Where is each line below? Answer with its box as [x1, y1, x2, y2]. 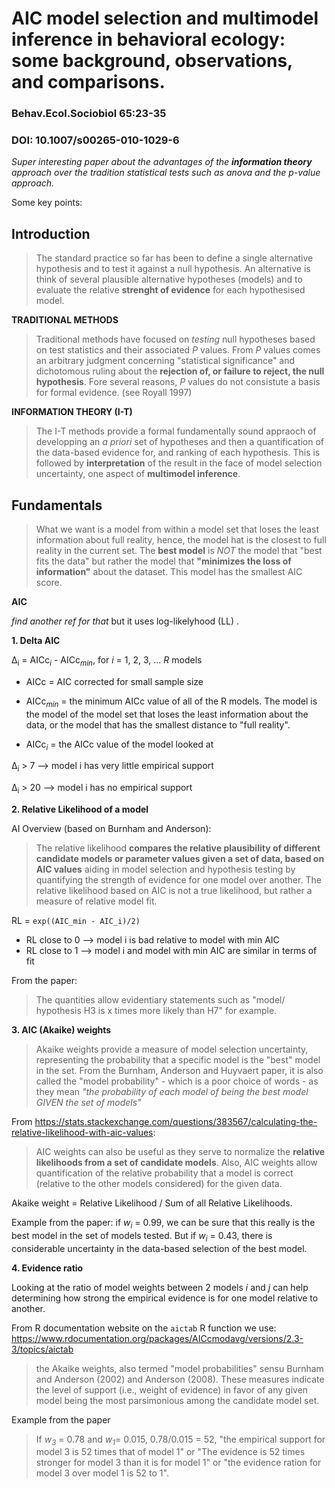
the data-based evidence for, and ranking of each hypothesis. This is [35, 447, 321, 459]
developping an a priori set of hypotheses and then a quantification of [35, 436, 325, 448]
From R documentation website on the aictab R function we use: [11, 1322, 277, 1334]
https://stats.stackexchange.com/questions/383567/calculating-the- [34, 1116, 318, 1128]
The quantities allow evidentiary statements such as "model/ [35, 994, 286, 1006]
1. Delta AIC [11, 635, 61, 647]
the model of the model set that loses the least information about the [25, 708, 309, 720]
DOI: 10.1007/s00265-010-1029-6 [11, 133, 180, 147]
